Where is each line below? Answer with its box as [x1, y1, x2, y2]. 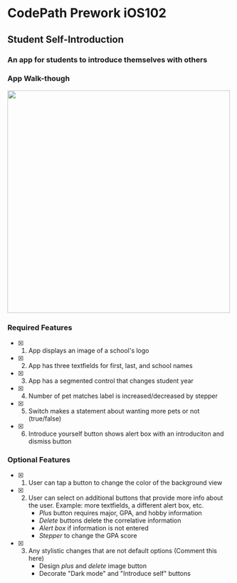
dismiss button [28, 437, 72, 446]
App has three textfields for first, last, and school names [28, 362, 194, 370]
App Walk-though [7, 73, 70, 83]
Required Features [7, 322, 73, 332]
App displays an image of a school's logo [28, 347, 149, 355]
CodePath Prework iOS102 [7, 5, 167, 21]
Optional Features [7, 455, 71, 465]
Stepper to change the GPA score [38, 532, 137, 540]
